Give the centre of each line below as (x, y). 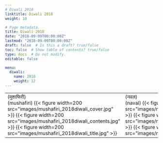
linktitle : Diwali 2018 (29, 14)
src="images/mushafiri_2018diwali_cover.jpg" (60, 109)
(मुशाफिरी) (17, 96)
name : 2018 (25, 77)
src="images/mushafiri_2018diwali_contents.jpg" (64, 121)
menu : (10, 68)
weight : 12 (25, 81)
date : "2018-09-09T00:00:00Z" (36, 36)
